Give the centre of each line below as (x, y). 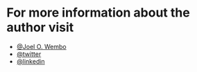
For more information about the (98, 13)
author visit (40, 27)
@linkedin (31, 61)
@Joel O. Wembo (41, 46)
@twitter (29, 54)
